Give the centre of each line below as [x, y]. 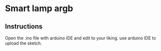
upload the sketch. [23, 43]
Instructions [24, 26]
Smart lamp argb [39, 8]
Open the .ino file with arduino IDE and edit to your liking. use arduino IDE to [80, 38]
